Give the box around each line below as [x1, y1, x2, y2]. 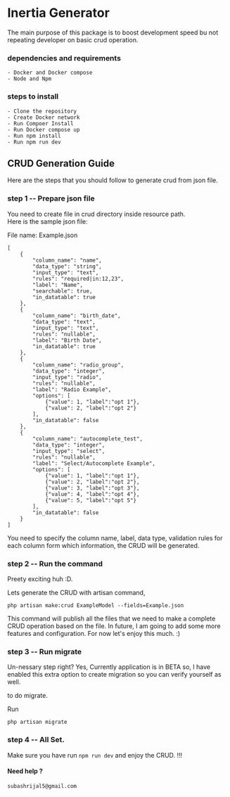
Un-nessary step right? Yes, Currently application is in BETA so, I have [7, 663, 211, 671]
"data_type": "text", [32, 318, 96, 325]
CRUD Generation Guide [7, 157, 115, 170]
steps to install [7, 91, 59, 101]
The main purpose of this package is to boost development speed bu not [7, 28, 219, 37]
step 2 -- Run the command [7, 559, 103, 568]
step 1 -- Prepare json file [7, 193, 95, 203]
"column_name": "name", [32, 257, 102, 264]
